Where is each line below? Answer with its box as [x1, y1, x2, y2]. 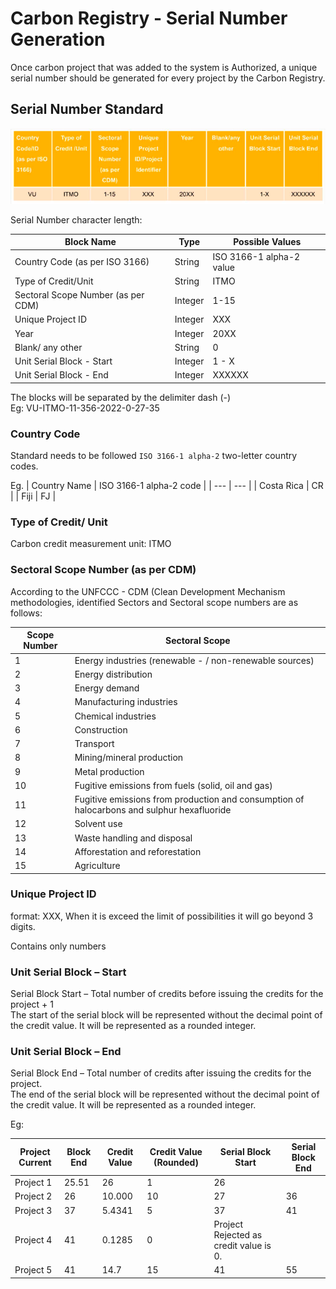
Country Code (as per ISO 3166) [14, 256, 150, 268]
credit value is [213, 1239, 272, 1251]
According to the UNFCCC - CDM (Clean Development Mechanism [10, 585, 286, 597]
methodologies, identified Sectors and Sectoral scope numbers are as [10, 596, 299, 608]
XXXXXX [212, 369, 249, 381]
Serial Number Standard [10, 101, 164, 118]
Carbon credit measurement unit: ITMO [10, 538, 172, 550]
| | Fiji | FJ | [10, 490, 57, 502]
